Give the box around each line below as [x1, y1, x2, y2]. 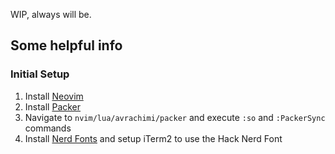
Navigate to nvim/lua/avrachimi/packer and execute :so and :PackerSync [24, 111, 326, 123]
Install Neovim [24, 90, 84, 102]
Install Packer [24, 100, 82, 113]
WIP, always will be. [10, 9, 92, 20]
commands [24, 122, 72, 134]
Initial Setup [10, 67, 70, 81]
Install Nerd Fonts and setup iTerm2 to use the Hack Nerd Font [24, 132, 283, 144]
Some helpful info [10, 37, 123, 54]
